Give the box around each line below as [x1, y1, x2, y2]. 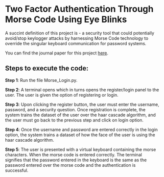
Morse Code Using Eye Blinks [5, 14, 127, 25]
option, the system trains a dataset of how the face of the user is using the [5, 131, 155, 138]
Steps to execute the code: [5, 64, 89, 73]
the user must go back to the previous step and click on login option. [5, 117, 143, 123]
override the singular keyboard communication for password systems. [5, 40, 147, 46]
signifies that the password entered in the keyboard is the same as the [5, 157, 147, 163]
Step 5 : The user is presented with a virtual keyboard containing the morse [5, 146, 156, 152]
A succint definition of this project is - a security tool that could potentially [5, 30, 155, 36]
